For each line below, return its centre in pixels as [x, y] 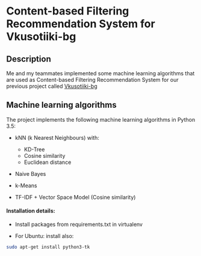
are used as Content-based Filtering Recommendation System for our [92, 80]
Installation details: [31, 211]
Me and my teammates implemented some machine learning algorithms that [100, 73]
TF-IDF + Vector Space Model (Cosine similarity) [75, 197]
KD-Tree [34, 149]
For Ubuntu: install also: [44, 236]
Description [29, 59]
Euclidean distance [48, 162]
